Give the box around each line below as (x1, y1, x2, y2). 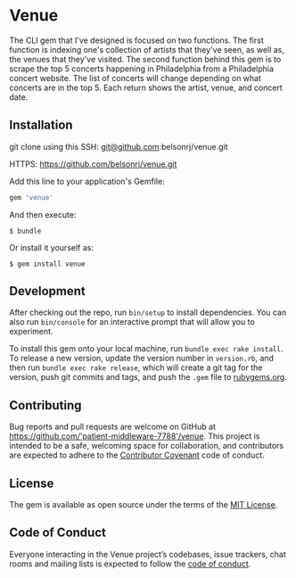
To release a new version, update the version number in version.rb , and (9, 353, 275, 364)
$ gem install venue (9, 260, 86, 268)
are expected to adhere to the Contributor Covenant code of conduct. (9, 450, 265, 460)
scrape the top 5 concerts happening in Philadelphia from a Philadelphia (9, 63, 275, 74)
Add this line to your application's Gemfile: (9, 176, 165, 186)
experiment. (9, 326, 53, 337)
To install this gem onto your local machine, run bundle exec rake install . (9, 343, 284, 354)
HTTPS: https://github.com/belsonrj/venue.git (9, 158, 177, 169)
